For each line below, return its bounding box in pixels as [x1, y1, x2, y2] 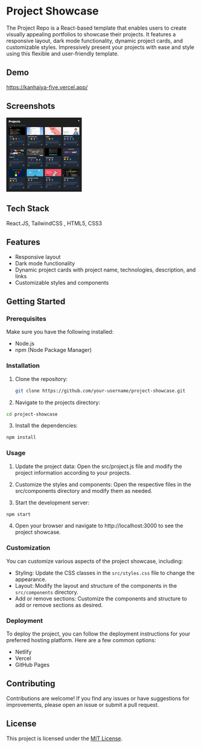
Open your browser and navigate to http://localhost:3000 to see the [14, 522, 183, 530]
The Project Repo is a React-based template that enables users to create [6, 24, 187, 31]
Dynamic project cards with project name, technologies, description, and [14, 266, 196, 273]
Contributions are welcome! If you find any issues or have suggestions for [6, 694, 190, 702]
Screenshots [6, 101, 55, 111]
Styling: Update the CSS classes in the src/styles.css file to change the [14, 569, 195, 576]
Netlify [14, 648, 32, 655]
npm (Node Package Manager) [14, 346, 92, 354]
